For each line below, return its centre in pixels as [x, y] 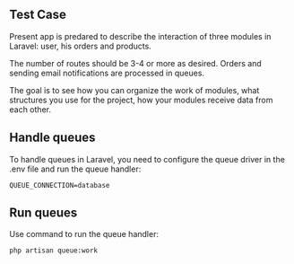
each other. [30, 109]
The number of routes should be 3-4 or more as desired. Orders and [135, 63]
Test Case [38, 15]
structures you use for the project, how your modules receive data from [141, 100]
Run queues [43, 213]
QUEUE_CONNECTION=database [60, 185]
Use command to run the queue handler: [84, 234]
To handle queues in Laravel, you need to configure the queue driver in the [147, 159]
